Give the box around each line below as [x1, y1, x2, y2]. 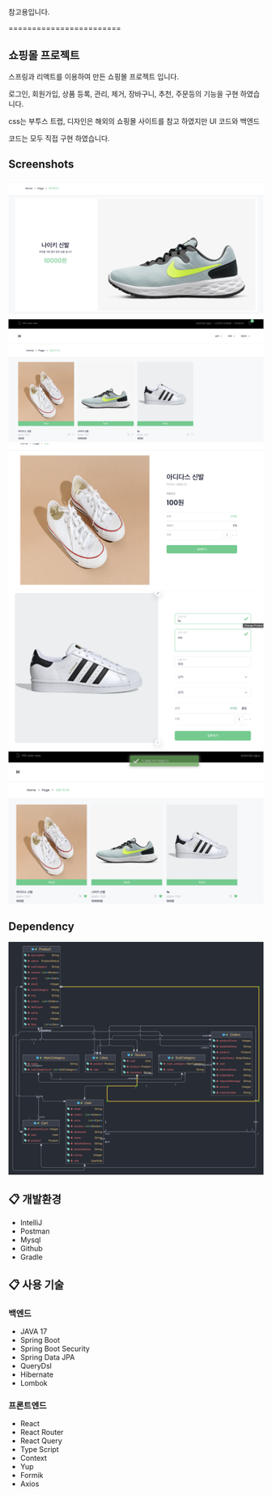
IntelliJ [19, 1218, 43, 1228]
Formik [19, 1471, 44, 1480]
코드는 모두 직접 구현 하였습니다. [8, 133, 111, 143]
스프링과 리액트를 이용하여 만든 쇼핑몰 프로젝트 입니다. [8, 71, 180, 81]
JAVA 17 [19, 1327, 48, 1336]
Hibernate [19, 1369, 54, 1379]
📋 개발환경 [8, 1193, 62, 1206]
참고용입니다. [8, 7, 50, 16]
